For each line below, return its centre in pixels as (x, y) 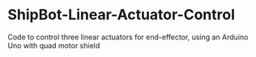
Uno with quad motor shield (54, 45)
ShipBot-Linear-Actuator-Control (122, 15)
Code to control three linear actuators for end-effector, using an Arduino (128, 37)
